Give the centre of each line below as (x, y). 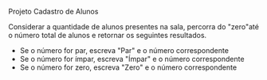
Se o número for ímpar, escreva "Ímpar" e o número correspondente (132, 59)
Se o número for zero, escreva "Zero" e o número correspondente (128, 67)
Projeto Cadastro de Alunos (53, 11)
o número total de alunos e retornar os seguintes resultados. (108, 35)
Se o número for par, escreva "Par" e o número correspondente (124, 50)
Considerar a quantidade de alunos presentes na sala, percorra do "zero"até (133, 27)
